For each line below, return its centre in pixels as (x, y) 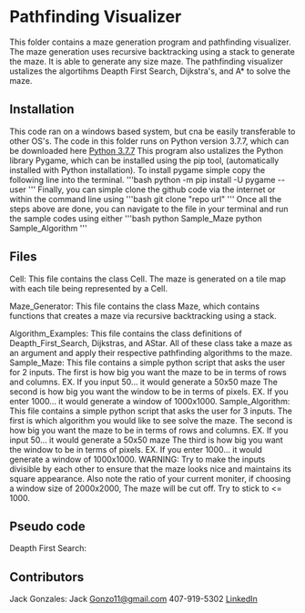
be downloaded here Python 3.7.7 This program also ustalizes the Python (147, 150)
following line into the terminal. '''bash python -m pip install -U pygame (142, 179)
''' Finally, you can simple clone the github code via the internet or (152, 189)
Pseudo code (48, 526)
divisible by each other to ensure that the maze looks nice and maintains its (151, 469)
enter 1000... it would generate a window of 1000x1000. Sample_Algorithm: (150, 401)
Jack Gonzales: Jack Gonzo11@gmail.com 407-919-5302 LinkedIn (133, 599)
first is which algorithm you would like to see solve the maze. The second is (151, 420)
